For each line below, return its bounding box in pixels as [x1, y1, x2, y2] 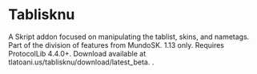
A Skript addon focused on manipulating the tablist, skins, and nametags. [8, 32, 250, 41]
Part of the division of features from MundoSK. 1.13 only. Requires [8, 40, 224, 49]
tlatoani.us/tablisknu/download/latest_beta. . [8, 57, 155, 67]
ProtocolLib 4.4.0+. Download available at [8, 49, 147, 58]
